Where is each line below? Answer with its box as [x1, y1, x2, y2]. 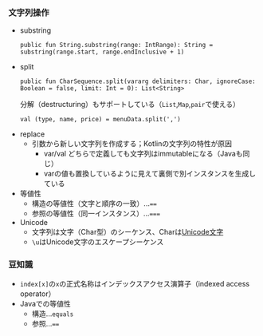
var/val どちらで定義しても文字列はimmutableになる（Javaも [43, 149, 243, 159]
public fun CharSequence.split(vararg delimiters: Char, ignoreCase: [19, 77, 257, 85]
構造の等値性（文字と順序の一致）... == [31, 199, 158, 208]
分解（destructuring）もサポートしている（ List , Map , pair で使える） [19, 100, 241, 109]
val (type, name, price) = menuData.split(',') [19, 116, 181, 124]
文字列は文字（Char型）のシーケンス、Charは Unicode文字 [31, 227, 224, 237]
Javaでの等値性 [19, 298, 72, 308]
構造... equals [31, 309, 74, 318]
